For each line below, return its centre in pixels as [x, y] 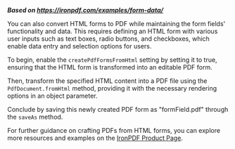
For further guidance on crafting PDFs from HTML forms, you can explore [114, 130]
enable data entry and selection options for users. [80, 46]
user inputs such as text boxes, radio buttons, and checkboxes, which [108, 39]
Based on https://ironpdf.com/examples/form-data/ [85, 10]
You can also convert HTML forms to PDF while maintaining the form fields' [116, 24]
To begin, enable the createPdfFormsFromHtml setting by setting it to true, [112, 60]
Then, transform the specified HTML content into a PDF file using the [107, 81]
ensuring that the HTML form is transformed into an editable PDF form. [110, 67]
